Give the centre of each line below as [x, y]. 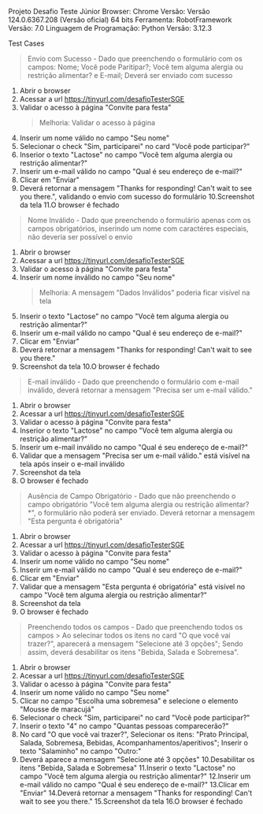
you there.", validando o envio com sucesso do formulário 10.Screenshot [137, 197]
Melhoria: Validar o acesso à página [97, 123]
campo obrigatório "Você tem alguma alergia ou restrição [120, 504]
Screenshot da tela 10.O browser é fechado [89, 366]
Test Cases [26, 43]
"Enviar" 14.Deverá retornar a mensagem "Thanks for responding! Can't [136, 793]
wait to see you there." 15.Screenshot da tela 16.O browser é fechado [131, 801]
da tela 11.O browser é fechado [69, 205]
